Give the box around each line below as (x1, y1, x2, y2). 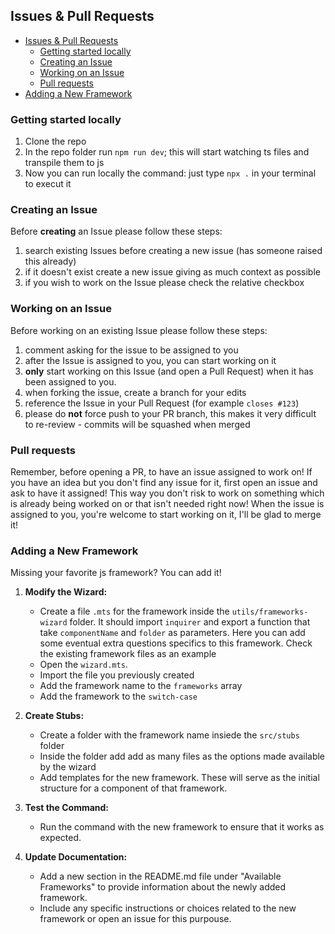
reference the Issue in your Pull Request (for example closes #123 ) (24, 397, 300, 409)
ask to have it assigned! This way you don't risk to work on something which (10, 487, 325, 499)
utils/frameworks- (231, 607, 309, 618)
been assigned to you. (24, 375, 117, 388)
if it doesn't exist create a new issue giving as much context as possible (24, 266, 321, 278)
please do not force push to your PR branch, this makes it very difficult (24, 407, 317, 419)
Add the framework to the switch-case (39, 690, 198, 703)
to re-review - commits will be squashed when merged (24, 418, 251, 430)
